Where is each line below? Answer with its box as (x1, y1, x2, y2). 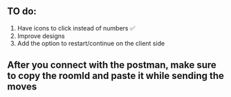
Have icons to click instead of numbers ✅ (17, 24, 136, 32)
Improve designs (17, 31, 66, 40)
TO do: (7, 6, 37, 17)
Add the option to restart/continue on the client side (17, 39, 165, 47)
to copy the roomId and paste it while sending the (7, 70, 225, 82)
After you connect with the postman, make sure (7, 59, 216, 71)
